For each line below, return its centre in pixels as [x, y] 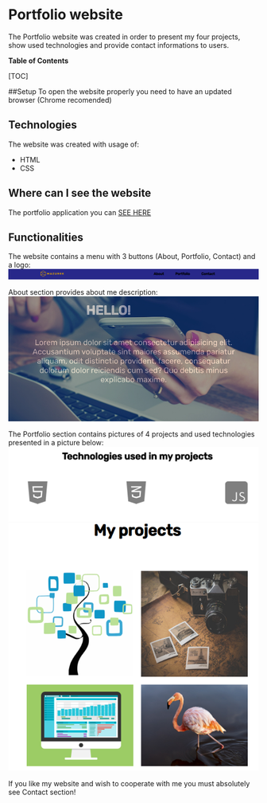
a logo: [19, 265]
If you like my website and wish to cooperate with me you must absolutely [129, 783]
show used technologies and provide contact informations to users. [119, 45]
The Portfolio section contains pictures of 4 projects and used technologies [132, 434]
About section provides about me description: [83, 292]
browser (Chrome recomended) [60, 100]
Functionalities [46, 237]
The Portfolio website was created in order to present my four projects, [124, 37]
